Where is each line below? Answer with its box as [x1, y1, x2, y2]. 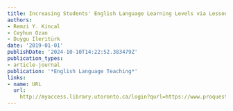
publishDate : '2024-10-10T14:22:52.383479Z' [7, 49, 138, 56]
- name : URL [7, 81, 42, 88]
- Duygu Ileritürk [7, 36, 60, 43]
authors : [7, 17, 33, 23]
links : [7, 74, 26, 81]
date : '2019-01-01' [7, 42, 64, 49]
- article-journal [7, 61, 60, 68]
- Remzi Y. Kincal [7, 23, 60, 30]
